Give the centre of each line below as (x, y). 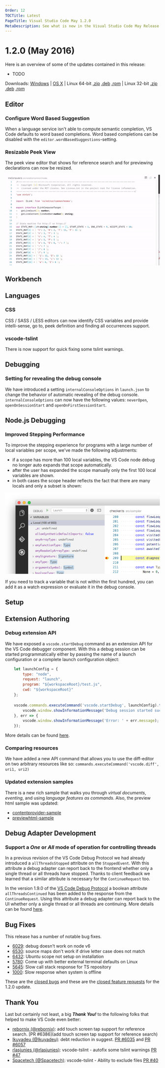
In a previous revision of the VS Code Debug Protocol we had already (75, 858)
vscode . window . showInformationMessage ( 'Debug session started (88, 710)
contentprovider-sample (37, 812)
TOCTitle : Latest (23, 15)
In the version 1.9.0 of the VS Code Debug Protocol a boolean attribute (76, 888)
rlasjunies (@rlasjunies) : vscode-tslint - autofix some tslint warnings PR (84, 1050)
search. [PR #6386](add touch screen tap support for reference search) (85, 1034)
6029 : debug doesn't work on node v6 (51, 946)
